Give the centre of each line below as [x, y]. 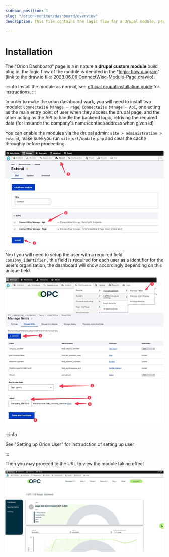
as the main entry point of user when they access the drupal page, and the [82, 112]
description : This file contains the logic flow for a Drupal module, [81, 21]
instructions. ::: [21, 92]
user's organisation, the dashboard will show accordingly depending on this [84, 265]
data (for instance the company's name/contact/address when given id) [80, 123]
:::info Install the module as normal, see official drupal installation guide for [82, 87]
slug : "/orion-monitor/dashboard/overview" [52, 16]
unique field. [18, 270]
